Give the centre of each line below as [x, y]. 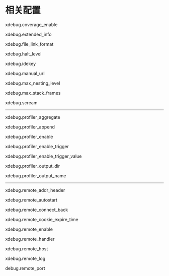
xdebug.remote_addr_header [35, 190]
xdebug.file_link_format [29, 44]
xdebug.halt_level [23, 54]
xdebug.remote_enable [29, 229]
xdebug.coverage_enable [31, 24]
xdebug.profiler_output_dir [33, 166]
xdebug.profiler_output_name [36, 176]
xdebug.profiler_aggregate [33, 117]
